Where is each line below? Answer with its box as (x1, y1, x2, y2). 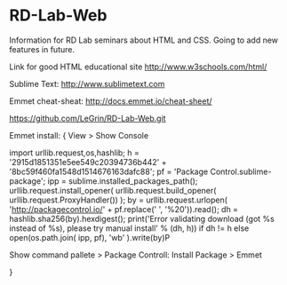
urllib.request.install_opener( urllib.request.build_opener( (9, 185, 217, 195)
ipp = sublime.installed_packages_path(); (47, 175, 198, 186)
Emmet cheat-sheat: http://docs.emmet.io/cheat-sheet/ (9, 95, 212, 107)
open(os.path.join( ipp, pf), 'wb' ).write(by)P (9, 232, 171, 242)
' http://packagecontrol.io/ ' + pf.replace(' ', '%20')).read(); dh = (9, 203, 238, 214)
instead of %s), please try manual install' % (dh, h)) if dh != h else (9, 223, 250, 234)
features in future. (9, 44, 76, 54)
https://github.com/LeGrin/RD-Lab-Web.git (9, 113, 166, 123)
